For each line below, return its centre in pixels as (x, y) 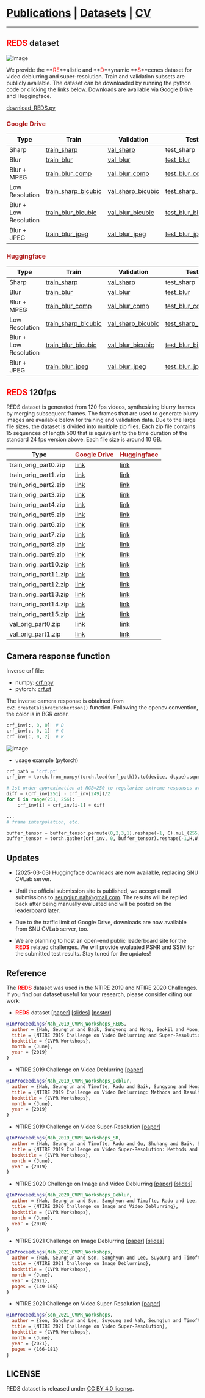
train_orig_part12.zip (39, 584)
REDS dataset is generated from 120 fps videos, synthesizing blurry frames (101, 407)
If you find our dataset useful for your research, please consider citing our (99, 994)
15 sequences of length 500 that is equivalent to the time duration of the (97, 433)
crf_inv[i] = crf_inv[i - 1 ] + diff (61, 805)
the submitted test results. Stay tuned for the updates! (83, 954)
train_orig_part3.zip (37, 495)
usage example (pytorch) (47, 760)
